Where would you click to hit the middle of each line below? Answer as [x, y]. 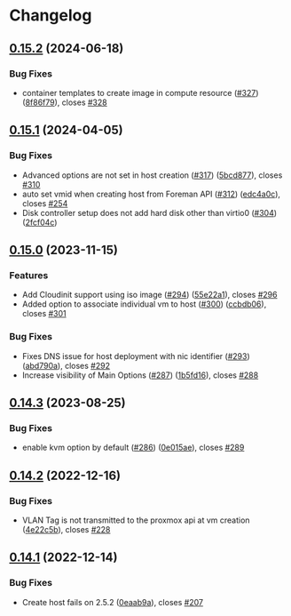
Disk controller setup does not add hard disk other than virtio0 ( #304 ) [149, 212]
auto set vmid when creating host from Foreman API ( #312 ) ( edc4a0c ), [151, 194]
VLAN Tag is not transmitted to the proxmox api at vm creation [136, 520]
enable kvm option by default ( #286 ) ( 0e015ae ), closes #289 [133, 448]
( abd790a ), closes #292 [66, 365]
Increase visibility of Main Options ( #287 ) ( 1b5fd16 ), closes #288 [140, 375]
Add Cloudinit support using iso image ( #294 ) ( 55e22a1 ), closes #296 [149, 295]
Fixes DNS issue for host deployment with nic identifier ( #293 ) [136, 356]
